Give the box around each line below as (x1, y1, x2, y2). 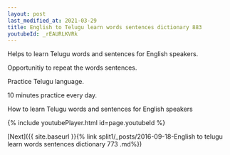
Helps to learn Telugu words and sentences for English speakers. (7, 50, 199, 58)
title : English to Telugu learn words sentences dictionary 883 (7, 23, 202, 31)
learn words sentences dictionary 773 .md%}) (7, 140, 142, 149)
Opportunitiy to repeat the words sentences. (7, 63, 137, 72)
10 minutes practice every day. (7, 91, 98, 100)
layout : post (7, 10, 46, 18)
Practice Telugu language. (7, 77, 84, 86)
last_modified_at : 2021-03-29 (7, 17, 98, 24)
